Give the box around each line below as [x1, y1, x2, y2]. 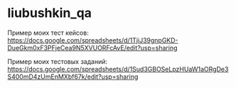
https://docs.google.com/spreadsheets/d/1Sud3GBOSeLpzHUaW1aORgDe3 [7, 65, 229, 73]
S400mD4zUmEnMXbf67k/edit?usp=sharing [7, 72, 139, 81]
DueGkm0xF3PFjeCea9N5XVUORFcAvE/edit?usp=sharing [7, 43, 178, 52]
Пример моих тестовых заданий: [7, 57, 108, 65]
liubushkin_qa [7, 5, 92, 21]
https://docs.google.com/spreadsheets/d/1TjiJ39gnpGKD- [7, 35, 179, 44]
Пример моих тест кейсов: [7, 28, 89, 37]
